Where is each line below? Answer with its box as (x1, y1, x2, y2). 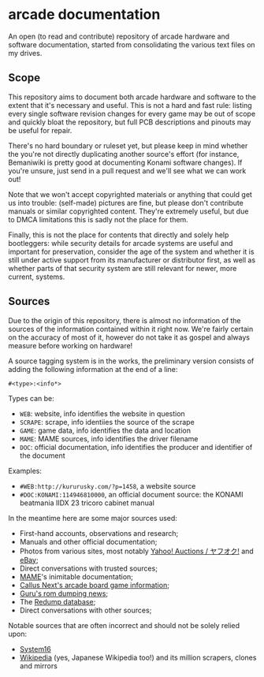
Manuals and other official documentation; (19, 537, 158, 546)
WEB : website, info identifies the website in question (19, 408, 185, 418)
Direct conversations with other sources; (19, 605, 152, 615)
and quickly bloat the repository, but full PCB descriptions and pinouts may (8, 117, 251, 127)
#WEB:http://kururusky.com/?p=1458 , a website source (19, 481, 196, 490)
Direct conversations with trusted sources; (19, 564, 158, 573)
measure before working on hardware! (8, 340, 133, 350)
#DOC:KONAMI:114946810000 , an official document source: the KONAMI (19, 489, 244, 499)
